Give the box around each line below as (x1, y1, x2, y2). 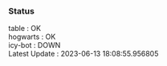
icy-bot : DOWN (8, 41, 61, 50)
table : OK (8, 24, 42, 33)
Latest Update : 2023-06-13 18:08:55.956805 (8, 49, 159, 59)
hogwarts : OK (8, 32, 56, 41)
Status (8, 6, 35, 17)
